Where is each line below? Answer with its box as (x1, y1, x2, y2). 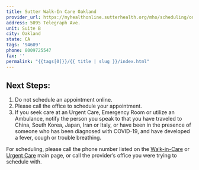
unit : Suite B (6, 25, 41, 32)
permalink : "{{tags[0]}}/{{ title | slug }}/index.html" (6, 58, 150, 64)
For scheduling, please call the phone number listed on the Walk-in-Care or (6, 146, 190, 153)
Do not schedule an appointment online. (14, 96, 113, 103)
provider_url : (6, 14, 41, 20)
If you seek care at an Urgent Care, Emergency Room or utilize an (14, 109, 175, 116)
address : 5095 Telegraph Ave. (6, 20, 81, 26)
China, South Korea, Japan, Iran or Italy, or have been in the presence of (14, 121, 191, 128)
